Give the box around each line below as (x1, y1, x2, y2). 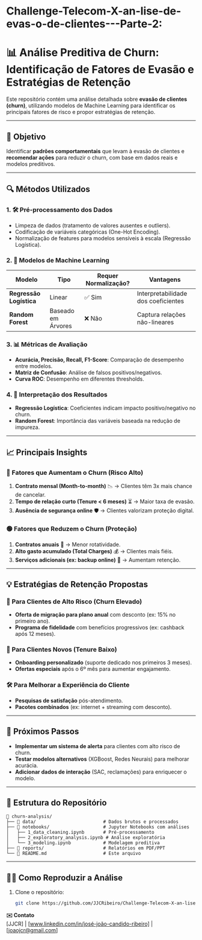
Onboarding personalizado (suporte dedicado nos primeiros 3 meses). (14, 659, 192, 666)
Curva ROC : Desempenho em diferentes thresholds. (14, 375, 144, 383)
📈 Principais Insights (6, 447, 88, 457)
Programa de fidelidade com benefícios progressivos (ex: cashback (14, 624, 185, 631)
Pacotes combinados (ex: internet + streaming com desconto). (14, 703, 172, 710)
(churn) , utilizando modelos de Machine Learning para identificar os (6, 102, 176, 109)
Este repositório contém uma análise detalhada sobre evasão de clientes (6, 95, 188, 103)
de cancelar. (14, 491, 46, 498)
